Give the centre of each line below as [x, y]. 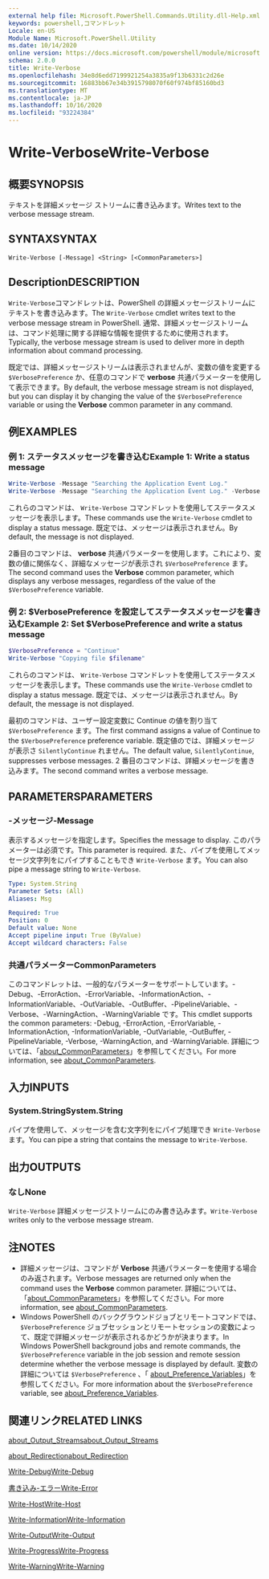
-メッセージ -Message [51, 821]
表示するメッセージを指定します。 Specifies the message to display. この [128, 839]
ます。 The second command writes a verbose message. [115, 771]
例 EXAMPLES [43, 432]
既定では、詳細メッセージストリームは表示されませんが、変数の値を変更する [134, 367]
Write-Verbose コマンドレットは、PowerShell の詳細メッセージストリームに [132, 303]
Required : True [34, 913]
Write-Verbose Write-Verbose [109, 153]
